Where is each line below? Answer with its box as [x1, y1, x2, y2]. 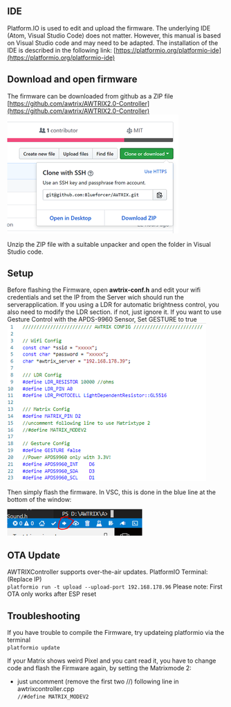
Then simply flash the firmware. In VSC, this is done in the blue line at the [7, 488, 216, 496]
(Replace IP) [7, 575, 42, 584]
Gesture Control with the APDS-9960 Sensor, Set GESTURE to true [7, 315, 197, 324]
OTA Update [7, 549, 61, 561]
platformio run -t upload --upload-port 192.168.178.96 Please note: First [7, 582, 223, 591]
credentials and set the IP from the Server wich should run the [7, 293, 185, 302]
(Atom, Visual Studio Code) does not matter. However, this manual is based [7, 31, 221, 40]
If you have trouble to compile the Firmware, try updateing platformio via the [7, 629, 225, 637]
